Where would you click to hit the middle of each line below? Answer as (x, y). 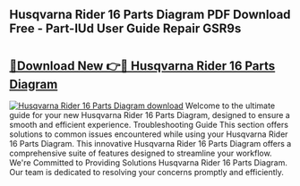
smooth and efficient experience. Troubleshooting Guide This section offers (149, 125)
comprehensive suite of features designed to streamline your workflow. (141, 153)
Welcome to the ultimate (230, 106)
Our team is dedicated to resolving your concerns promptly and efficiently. (147, 172)
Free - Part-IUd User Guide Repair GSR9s (125, 29)
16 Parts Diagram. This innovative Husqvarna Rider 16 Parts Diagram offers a (150, 144)
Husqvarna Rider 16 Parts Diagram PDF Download (150, 15)
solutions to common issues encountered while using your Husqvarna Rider (149, 134)
